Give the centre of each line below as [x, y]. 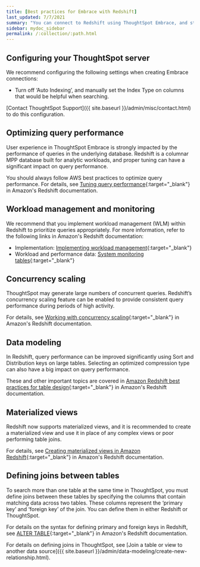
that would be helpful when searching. [62, 96]
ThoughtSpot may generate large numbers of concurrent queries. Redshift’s [99, 293]
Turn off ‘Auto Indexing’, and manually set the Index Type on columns [99, 90]
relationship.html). [28, 557]
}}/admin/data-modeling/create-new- [141, 551]
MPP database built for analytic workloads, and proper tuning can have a [96, 160]
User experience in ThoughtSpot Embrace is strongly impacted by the [92, 147]
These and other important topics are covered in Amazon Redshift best [93, 381]
